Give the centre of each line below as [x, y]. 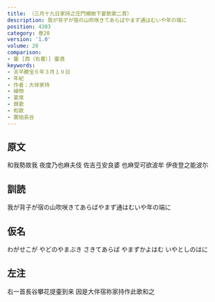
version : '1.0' [29, 40]
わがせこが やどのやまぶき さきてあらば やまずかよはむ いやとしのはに [108, 249]
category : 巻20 [28, 33]
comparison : [24, 53]
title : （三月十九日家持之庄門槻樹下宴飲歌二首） [70, 14]
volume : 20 [23, 46]
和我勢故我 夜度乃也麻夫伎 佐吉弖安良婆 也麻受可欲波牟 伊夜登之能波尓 [108, 165]
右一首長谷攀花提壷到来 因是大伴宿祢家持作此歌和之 [81, 291]
